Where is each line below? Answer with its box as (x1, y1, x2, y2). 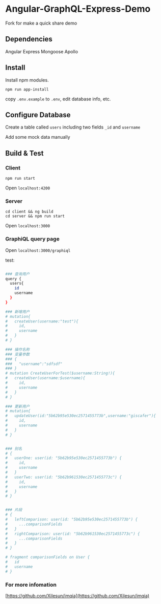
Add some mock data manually (5, 134, 70, 140)
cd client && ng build (5, 209, 53, 214)
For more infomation (5, 581, 57, 588)
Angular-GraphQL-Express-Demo (5, 3, 151, 15)
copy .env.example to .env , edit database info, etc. (5, 96, 111, 102)
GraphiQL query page (5, 235, 60, 243)
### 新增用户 (5, 309, 30, 314)
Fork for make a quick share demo (5, 20, 77, 26)
